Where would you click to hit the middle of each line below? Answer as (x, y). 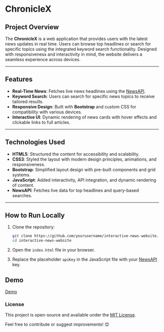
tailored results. (28, 102)
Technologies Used (35, 142)
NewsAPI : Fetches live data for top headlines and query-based (75, 190)
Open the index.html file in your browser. (53, 250)
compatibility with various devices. (47, 112)
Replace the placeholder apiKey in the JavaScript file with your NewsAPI (85, 259)
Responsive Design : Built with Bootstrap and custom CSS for (74, 106)
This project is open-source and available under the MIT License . (71, 315)
